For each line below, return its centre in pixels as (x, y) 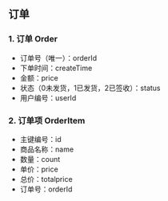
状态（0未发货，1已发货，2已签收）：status (90, 88)
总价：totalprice (46, 179)
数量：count (40, 159)
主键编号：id (40, 139)
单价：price (39, 169)
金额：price (39, 77)
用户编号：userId (48, 97)
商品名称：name (47, 149)
